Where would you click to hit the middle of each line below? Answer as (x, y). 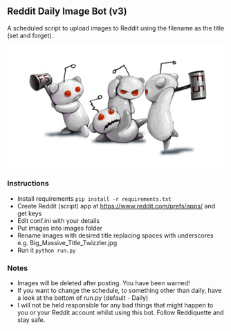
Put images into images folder (59, 228)
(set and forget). (30, 35)
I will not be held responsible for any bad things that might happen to (115, 305)
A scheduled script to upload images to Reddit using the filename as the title (116, 28)
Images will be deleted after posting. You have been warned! (103, 283)
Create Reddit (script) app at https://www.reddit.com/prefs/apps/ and (116, 206)
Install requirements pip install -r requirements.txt (94, 198)
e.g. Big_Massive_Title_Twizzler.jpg (67, 242)
